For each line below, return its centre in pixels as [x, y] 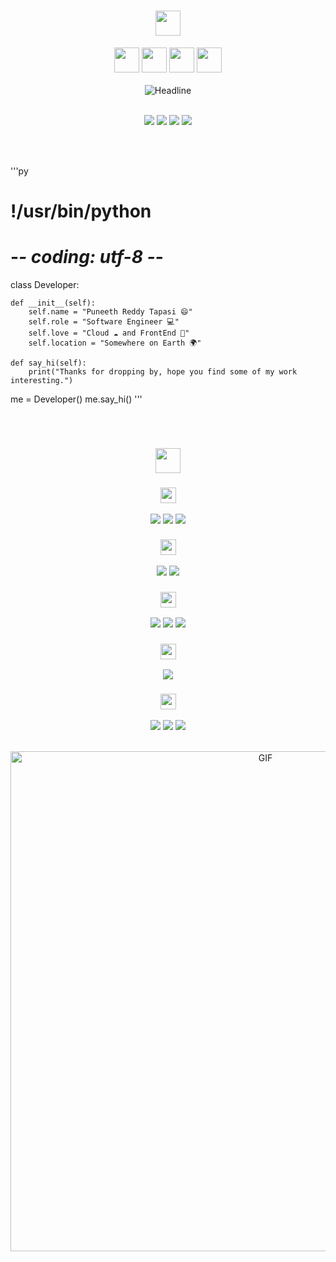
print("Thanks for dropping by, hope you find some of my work [163, 372]
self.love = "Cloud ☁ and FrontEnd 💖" [109, 333]
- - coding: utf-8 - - [87, 257]
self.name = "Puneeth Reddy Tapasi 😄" [110, 312]
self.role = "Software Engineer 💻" [104, 322]
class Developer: [45, 285]
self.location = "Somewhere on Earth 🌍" [115, 343]
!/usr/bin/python [81, 211]
